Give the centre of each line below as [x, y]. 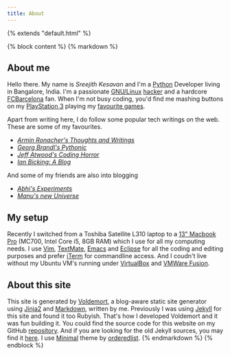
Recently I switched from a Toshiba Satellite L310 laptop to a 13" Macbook [112, 234]
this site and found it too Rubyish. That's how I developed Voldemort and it [113, 316]
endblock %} [25, 345]
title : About [26, 13]
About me [28, 68]
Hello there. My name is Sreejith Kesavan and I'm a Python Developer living [114, 84]
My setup [28, 217]
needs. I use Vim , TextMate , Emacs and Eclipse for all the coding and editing [115, 249]
